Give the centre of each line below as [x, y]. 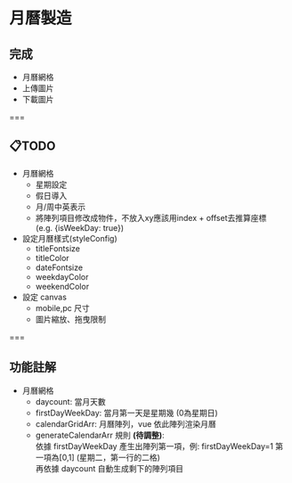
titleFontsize [57, 248]
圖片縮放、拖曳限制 [71, 319]
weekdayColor [62, 276]
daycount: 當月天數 [70, 401]
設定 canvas [44, 297]
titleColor [52, 258]
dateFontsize [59, 267]
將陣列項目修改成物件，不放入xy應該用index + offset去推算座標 [151, 217]
